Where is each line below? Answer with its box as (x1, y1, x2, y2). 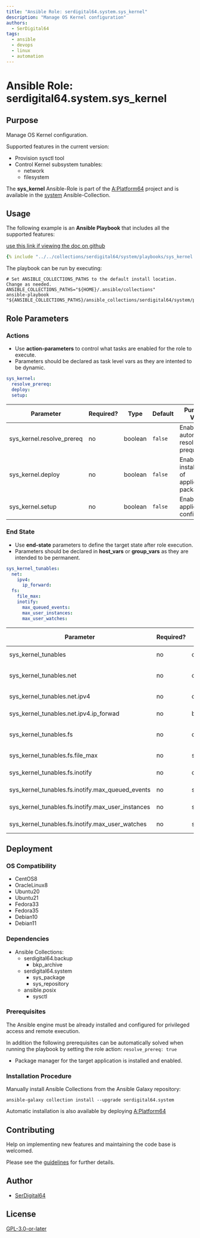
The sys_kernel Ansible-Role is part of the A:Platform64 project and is (6, 185, 179, 192)
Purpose (6, 115, 39, 125)
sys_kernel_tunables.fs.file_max (9, 751, 98, 759)
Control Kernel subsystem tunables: (14, 161, 103, 168)
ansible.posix (23, 986, 57, 994)
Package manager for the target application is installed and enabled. (14, 1057, 183, 1064)
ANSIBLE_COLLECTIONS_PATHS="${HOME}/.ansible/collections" (6, 287, 156, 293)
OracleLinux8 (14, 882, 48, 889)
